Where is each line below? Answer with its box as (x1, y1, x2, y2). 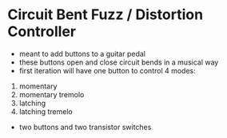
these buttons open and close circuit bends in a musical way (18, 57, 219, 67)
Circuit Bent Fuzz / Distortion (7, 6, 204, 24)
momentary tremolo (18, 89, 85, 99)
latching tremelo (18, 106, 73, 116)
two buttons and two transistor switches (18, 122, 152, 132)
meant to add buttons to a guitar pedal (18, 49, 145, 58)
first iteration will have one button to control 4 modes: (18, 65, 197, 75)
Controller (7, 22, 77, 41)
